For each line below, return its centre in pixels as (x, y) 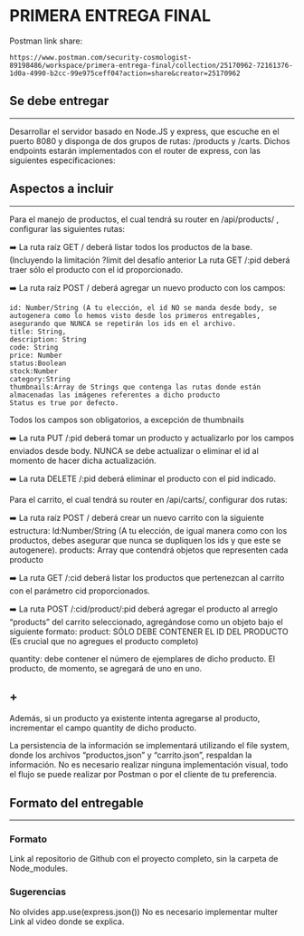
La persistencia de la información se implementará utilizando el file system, (149, 746)
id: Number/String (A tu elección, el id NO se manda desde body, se (143, 308)
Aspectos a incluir (62, 189)
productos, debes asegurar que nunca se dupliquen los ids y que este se (145, 540)
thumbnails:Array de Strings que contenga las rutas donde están (135, 387)
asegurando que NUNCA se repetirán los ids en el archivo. (123, 323)
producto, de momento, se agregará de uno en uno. (106, 668)
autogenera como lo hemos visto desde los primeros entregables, (135, 315)
